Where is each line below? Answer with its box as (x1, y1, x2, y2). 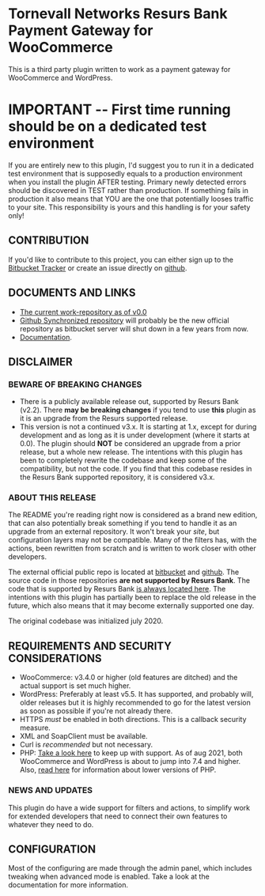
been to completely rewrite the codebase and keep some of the (19, 456, 227, 465)
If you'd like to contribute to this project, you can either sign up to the (8, 255, 233, 264)
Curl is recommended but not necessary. (19, 740, 153, 750)
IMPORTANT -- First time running (8, 100, 231, 119)
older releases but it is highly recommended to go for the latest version (19, 698, 252, 708)
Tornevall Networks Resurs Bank (8, 5, 228, 23)
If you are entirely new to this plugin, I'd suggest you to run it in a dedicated (8, 160, 255, 170)
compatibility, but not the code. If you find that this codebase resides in (19, 464, 252, 474)
